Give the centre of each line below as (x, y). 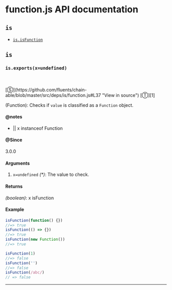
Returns (14, 186)
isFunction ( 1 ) (20, 253)
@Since (14, 140)
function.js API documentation (72, 9)
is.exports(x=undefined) (36, 68)
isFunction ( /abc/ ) (25, 273)
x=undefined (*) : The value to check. (51, 175)
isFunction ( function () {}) (34, 220)
